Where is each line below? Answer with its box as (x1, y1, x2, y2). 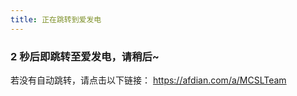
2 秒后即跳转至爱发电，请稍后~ (10, 49, 160, 63)
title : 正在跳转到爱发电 (10, 14, 102, 25)
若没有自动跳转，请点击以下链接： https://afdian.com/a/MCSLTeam (10, 74, 287, 86)
